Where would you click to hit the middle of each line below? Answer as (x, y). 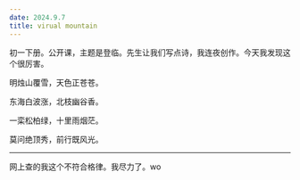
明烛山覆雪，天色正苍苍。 (56, 82)
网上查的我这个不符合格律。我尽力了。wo (85, 167)
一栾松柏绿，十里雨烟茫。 (56, 120)
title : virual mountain (54, 26)
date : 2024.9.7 (37, 17)
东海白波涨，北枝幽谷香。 (56, 101)
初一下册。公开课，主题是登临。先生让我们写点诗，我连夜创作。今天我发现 (146, 52)
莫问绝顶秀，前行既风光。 (56, 139)
